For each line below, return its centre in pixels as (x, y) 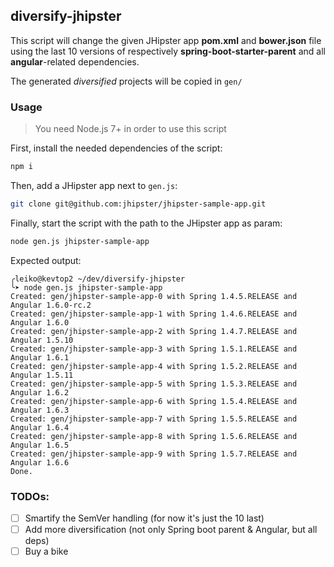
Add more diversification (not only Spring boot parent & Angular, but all (171, 530)
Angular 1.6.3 (40, 410)
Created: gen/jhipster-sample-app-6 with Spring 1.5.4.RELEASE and (154, 401)
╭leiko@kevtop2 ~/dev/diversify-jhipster (98, 279)
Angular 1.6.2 (40, 392)
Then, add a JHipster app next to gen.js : (94, 185)
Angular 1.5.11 (42, 375)
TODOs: (30, 496)
